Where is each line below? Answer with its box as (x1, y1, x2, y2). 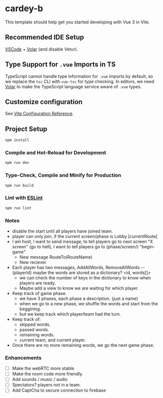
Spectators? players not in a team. (12, 382, 81, 388)
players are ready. (19, 280, 56, 286)
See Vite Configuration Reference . (5, 111, 74, 117)
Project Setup (5, 125, 48, 133)
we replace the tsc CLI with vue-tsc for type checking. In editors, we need (5, 79, 155, 84)
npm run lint (5, 205, 32, 210)
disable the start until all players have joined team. (12, 228, 113, 234)
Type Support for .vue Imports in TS (5, 60, 116, 69)
